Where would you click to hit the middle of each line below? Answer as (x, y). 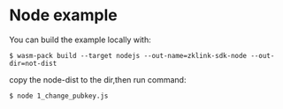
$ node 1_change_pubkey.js (59, 96)
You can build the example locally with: (80, 40)
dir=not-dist (33, 63)
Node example (63, 15)
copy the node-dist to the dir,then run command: (98, 79)
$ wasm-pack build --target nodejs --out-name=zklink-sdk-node (128, 55)
